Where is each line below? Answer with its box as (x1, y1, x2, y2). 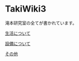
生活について (5, 30, 31, 36)
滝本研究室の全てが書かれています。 (5, 20, 77, 26)
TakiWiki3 (5, 3, 47, 15)
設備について (5, 40, 31, 46)
